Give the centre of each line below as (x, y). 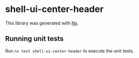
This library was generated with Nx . (42, 23)
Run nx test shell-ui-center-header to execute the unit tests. (70, 50)
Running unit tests (34, 39)
